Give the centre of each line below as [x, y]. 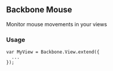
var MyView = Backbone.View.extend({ [53, 52]
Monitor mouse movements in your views [56, 24]
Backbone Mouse [39, 10]
